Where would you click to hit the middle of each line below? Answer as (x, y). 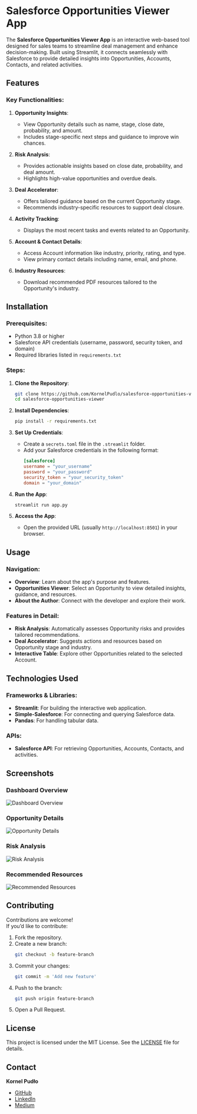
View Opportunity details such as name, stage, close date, (94, 124)
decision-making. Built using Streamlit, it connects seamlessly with (87, 52)
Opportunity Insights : (41, 112)
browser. (34, 534)
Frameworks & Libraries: (42, 695)
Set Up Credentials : (39, 433)
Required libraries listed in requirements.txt (68, 355)
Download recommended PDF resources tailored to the (90, 282)
